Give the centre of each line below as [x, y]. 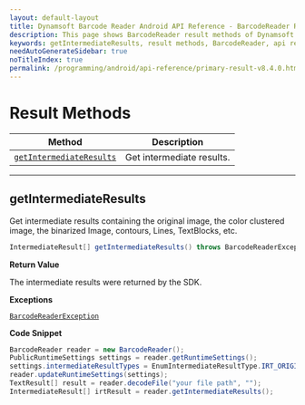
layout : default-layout [54, 18]
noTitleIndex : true [46, 60]
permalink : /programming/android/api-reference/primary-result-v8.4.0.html [156, 69]
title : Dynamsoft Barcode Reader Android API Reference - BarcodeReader [150, 26]
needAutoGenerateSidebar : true [69, 52]
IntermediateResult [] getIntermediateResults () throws [115, 247]
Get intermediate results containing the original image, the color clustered [147, 221]
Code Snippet [36, 333]
